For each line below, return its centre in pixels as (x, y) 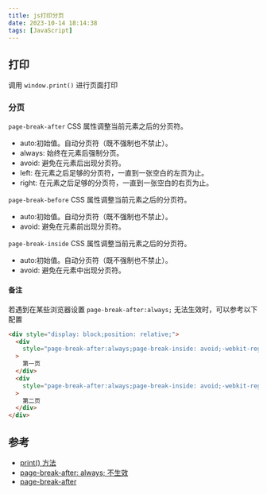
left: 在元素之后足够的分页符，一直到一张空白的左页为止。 (114, 173)
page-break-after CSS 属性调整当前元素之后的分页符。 (98, 126)
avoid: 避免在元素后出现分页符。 (72, 163)
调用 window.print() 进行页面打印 (63, 85)
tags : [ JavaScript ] (41, 30)
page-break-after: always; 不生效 (74, 473)
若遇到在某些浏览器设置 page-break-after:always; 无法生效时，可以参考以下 (133, 309)
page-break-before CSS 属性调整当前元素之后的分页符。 (100, 200)
